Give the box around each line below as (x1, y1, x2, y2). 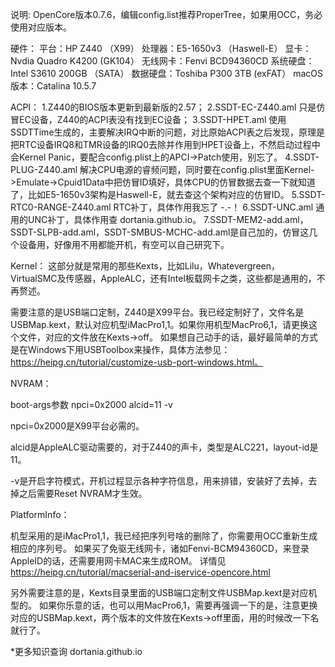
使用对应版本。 (10, 21, 72, 33)
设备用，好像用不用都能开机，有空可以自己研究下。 (18, 239, 230, 250)
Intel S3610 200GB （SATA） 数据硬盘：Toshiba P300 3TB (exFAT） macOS (10, 68, 323, 79)
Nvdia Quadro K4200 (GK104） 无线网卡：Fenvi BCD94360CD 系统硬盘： (10, 55, 315, 67)
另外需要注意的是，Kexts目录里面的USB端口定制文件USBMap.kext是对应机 (10, 587, 318, 598)
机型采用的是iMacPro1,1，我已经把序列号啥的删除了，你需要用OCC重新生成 (10, 530, 318, 542)
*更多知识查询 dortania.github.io (10, 646, 143, 657)
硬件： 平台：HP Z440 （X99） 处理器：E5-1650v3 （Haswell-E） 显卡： (10, 43, 312, 54)
